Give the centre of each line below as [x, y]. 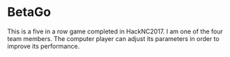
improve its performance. [44, 46]
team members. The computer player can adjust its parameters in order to [113, 38]
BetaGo [29, 12]
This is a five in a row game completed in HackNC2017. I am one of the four [115, 31]
